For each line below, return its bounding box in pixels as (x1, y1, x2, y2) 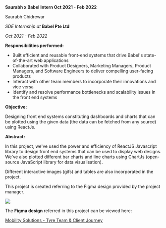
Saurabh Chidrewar (5, 14, 45, 19)
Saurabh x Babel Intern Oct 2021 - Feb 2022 (5, 4, 97, 10)
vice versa (12, 84, 34, 90)
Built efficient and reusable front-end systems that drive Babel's (12, 52, 143, 58)
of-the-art (12, 57, 33, 63)
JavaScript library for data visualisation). (20, 159, 103, 165)
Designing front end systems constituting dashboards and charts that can (5, 114, 156, 119)
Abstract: (5, 134, 25, 139)
